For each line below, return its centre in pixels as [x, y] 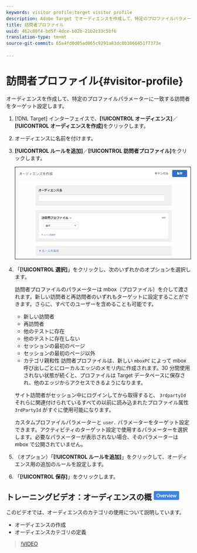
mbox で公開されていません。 [50, 444]
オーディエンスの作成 [40, 525]
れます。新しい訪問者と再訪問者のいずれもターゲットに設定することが [99, 297]
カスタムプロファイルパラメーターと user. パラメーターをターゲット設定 [102, 423]
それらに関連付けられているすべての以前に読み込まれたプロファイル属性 [101, 403]
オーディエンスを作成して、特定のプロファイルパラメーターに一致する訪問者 [98, 98]
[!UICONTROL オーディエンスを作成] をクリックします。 [81, 126]
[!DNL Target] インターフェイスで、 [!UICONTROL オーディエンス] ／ [96, 118]
